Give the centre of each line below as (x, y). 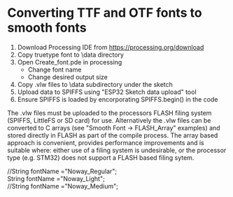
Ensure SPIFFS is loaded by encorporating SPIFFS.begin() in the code (118, 99)
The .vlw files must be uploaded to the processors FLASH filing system (110, 113)
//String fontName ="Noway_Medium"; (63, 186)
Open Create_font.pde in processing (70, 62)
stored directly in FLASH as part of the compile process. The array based (113, 135)
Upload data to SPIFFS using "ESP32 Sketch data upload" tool (107, 92)
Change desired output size (68, 77)
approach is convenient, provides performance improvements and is (106, 142)
